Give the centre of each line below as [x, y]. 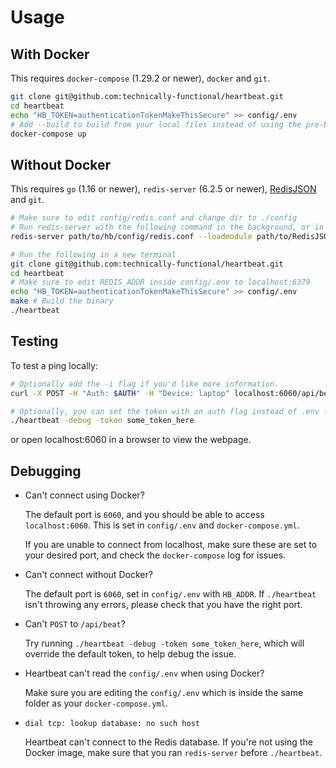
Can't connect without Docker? [88, 575]
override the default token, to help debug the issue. [130, 654]
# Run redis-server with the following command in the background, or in [167, 227]
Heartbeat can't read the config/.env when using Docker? [144, 673]
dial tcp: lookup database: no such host [112, 724]
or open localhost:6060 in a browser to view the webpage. [131, 440]
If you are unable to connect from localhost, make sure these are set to [171, 545]
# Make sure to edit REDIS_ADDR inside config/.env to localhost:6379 [160, 282]
